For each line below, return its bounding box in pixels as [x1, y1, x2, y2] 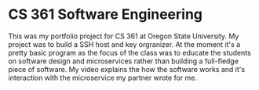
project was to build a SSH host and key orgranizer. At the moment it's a [8, 39, 241, 49]
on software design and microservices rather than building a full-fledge [8, 56, 239, 66]
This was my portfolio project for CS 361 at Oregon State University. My [8, 31, 239, 41]
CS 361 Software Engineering [8, 5, 202, 23]
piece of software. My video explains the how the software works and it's [8, 64, 246, 74]
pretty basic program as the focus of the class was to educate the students [8, 48, 251, 57]
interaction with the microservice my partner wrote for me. [8, 73, 198, 82]
